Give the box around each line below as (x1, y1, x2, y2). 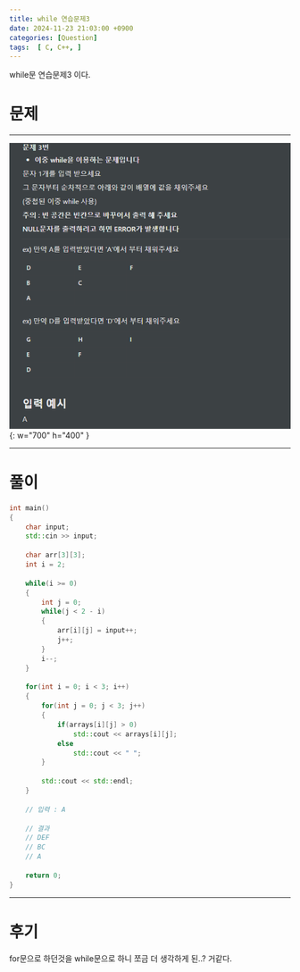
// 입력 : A (25, 805, 66, 814)
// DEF (25, 834, 50, 842)
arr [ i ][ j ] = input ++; (56, 626, 138, 635)
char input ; (25, 523, 70, 532)
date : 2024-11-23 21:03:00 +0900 (9, 23, 134, 33)
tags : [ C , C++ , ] (9, 43, 82, 52)
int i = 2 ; (25, 560, 66, 569)
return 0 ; (25, 871, 62, 880)
